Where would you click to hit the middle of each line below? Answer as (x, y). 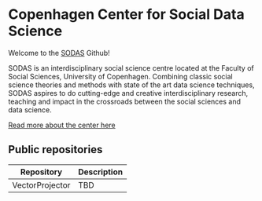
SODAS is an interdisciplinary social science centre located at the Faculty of (131, 68)
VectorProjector (41, 185)
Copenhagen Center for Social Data (127, 15)
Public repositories (55, 150)
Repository (41, 172)
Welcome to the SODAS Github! (59, 53)
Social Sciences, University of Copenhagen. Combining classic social (121, 76)
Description (101, 172)
